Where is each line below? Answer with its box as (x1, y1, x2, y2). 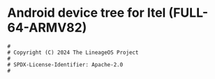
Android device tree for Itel (7, 5, 166, 21)
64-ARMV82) (7, 20, 87, 36)
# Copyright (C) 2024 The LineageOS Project (7, 49, 139, 56)
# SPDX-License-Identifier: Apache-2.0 (7, 61, 124, 68)
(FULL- (168, 5, 208, 21)
